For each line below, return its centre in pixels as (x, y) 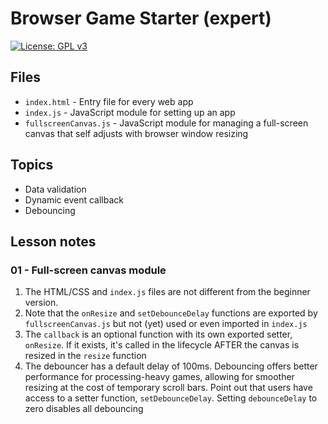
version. (41, 303)
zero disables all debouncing (84, 409)
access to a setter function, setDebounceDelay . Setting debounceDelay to (171, 398)
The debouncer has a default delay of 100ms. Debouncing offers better (171, 366)
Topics (32, 165)
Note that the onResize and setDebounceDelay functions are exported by (171, 313)
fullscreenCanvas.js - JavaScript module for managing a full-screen (166, 123)
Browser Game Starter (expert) (141, 18)
